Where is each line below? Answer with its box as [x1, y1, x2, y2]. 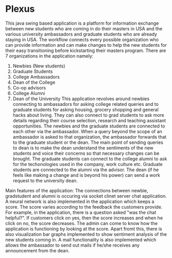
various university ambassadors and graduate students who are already [5, 31, 158, 37]
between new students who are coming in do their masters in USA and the [5, 25, 163, 31]
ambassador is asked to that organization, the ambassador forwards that [12, 134, 167, 140]
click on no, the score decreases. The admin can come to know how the [5, 220, 158, 226]
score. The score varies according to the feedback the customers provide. [5, 204, 163, 210]
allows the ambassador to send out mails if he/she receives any [5, 242, 140, 248]
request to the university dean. [12, 177, 78, 183]
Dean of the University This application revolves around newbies [12, 96, 150, 102]
